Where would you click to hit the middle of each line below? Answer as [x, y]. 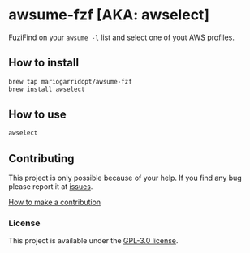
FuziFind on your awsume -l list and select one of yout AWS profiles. [122, 37]
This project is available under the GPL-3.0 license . [93, 241]
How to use [37, 114]
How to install [44, 63]
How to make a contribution [55, 202]
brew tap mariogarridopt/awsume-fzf [70, 81]
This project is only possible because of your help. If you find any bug [125, 178]
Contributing [41, 159]
